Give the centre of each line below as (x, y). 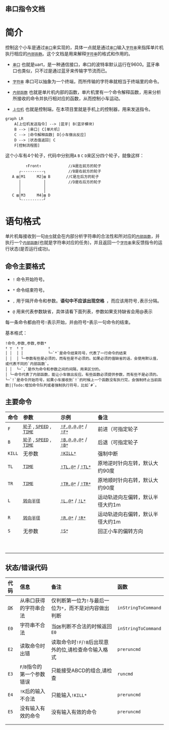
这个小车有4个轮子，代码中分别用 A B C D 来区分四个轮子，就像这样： (75, 156)
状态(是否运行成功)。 (31, 249)
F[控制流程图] (27, 146)
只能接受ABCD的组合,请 (79, 671)
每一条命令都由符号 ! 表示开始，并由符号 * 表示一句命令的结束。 (69, 322)
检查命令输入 (88, 649)
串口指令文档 (25, 9)
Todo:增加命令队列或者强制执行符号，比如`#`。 (56, 385)
